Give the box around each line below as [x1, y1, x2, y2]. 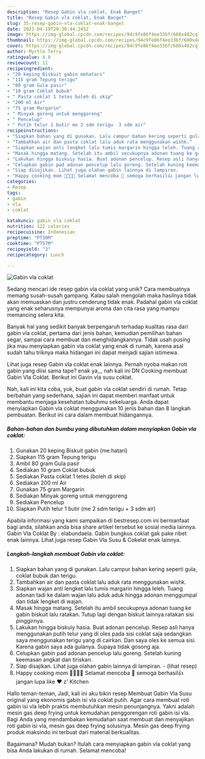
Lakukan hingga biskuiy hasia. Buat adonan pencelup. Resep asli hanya [15, 624, 195, 631]
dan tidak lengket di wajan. [15, 598, 83, 605]
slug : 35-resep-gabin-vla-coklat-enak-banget [7, 20, 124, 26]
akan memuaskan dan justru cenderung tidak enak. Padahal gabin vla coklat [7, 299, 198, 306]
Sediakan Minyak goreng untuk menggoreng [15, 492, 128, 499]
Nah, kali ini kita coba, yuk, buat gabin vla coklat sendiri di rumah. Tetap [7, 386, 187, 393]
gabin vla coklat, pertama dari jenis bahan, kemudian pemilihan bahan [7, 330, 182, 337]
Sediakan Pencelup [15, 499, 64, 506]
